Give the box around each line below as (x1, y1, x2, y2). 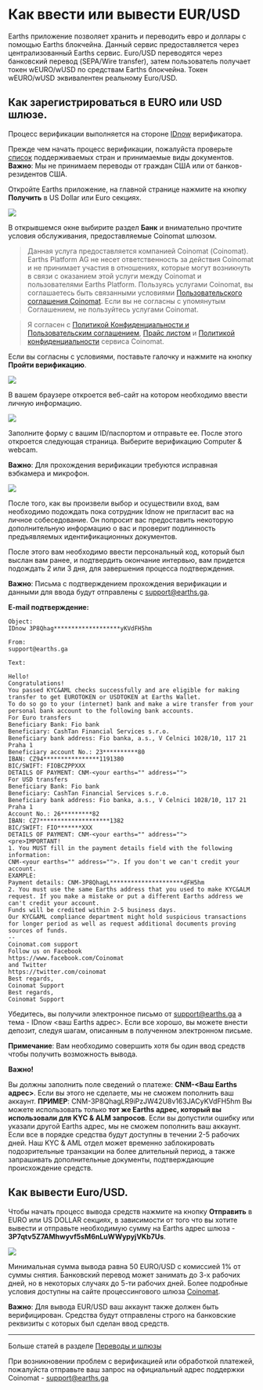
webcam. (8, 445, 38, 454)
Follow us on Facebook (8, 947, 82, 955)
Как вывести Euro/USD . (8, 1186, 128, 1199)
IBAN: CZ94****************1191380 (8, 755, 124, 763)
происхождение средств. (8, 1163, 93, 1173)
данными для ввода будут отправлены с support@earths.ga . (8, 587, 210, 596)
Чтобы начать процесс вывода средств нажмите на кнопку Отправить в (8, 1206, 253, 1216)
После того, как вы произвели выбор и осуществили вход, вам (8, 498, 220, 508)
